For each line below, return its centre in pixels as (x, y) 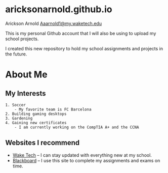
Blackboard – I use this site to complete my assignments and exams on (86, 160)
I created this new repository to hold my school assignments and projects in (84, 48)
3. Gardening (19, 118)
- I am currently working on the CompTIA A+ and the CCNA (77, 127)
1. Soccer (16, 105)
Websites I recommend (43, 143)
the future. (16, 54)
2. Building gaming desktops (36, 114)
